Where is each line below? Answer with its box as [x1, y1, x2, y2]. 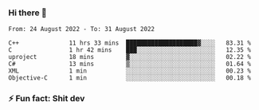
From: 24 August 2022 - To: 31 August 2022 [8, 26, 155, 33]
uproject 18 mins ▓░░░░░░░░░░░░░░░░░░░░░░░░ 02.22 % [8, 53, 251, 61]
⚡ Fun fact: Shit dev [8, 93, 85, 104]
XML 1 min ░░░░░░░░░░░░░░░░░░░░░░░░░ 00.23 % [8, 67, 251, 75]
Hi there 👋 [8, 7, 48, 18]
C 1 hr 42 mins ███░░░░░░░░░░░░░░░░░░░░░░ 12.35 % [8, 46, 251, 54]
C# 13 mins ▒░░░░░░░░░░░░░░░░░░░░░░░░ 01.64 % [8, 60, 251, 69]
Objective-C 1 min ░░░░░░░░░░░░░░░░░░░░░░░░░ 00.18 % [8, 74, 251, 82]
